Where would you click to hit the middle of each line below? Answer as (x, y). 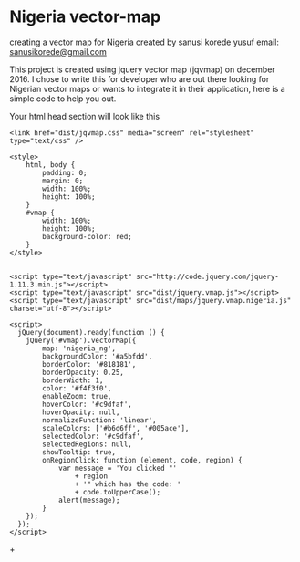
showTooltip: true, (79, 452)
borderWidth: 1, (73, 380)
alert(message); (89, 500)
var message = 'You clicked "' (118, 468)
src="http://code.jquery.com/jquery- (207, 276)
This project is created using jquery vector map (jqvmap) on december (142, 69)
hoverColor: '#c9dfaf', (87, 404)
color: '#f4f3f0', (77, 388)
